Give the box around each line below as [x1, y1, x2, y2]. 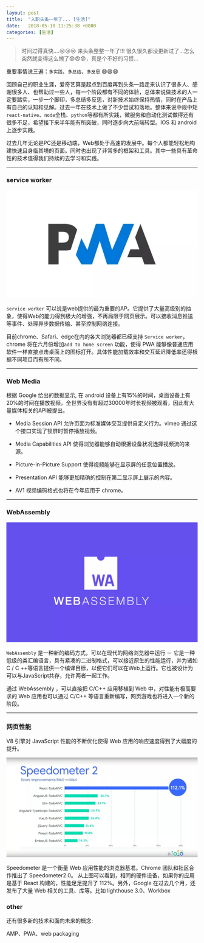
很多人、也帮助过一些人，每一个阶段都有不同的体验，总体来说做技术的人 [11, 88, 192, 96]
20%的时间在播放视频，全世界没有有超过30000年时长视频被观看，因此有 [6, 399, 189, 407]
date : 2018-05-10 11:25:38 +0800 [6, 23, 97, 29]
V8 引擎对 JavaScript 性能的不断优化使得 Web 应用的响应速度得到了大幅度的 [6, 737, 197, 745]
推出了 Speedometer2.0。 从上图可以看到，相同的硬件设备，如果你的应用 [11, 871, 195, 879]
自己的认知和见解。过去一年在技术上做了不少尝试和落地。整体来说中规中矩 [11, 103, 198, 111]
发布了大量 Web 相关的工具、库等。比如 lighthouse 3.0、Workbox [6, 886, 171, 894]
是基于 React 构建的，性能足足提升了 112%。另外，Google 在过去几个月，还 [6, 879, 196, 886]
